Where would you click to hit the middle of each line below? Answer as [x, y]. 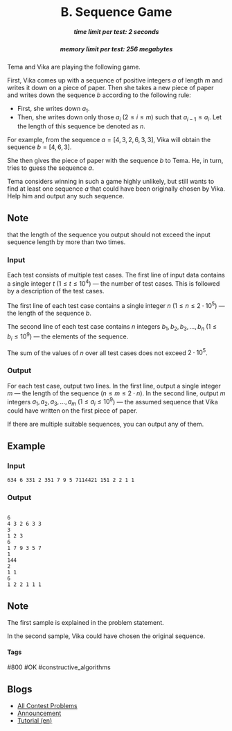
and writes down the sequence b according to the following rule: [99, 95]
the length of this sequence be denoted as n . [81, 126]
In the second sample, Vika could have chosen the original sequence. [106, 636]
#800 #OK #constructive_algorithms [59, 667]
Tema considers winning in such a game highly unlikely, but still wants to [111, 182]
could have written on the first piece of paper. [72, 411]
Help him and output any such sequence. [66, 196]
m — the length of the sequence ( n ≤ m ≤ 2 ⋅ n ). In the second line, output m [116, 393]
